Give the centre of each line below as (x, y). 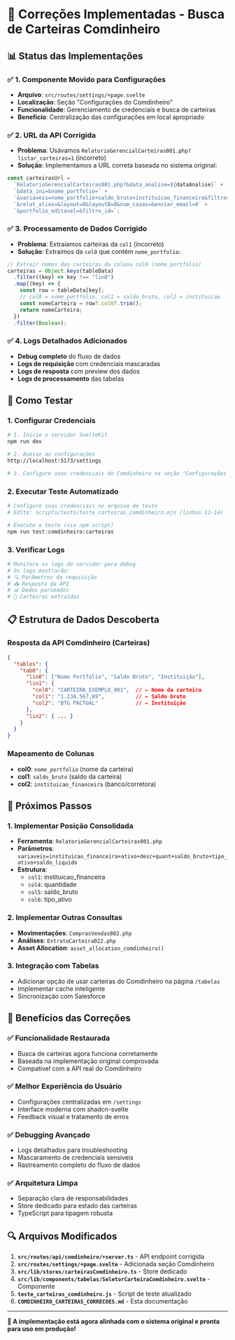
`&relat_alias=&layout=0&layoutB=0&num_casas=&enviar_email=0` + (111, 204)
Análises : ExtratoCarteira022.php (67, 940)
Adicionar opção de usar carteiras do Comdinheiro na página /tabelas (119, 981)
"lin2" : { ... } (49, 716)
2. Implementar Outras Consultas (65, 918)
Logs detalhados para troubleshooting (72, 1150)
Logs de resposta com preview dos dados (78, 371)
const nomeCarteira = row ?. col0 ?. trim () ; (81, 303)
